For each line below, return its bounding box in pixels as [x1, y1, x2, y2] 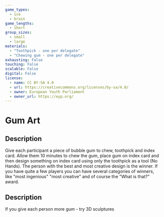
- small [9, 35, 26, 40]
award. [5, 179, 19, 185]
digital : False [5, 71, 36, 76]
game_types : [5, 7, 30, 12]
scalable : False [5, 67, 38, 72]
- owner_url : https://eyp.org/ [9, 94, 74, 99]
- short [9, 26, 26, 30]
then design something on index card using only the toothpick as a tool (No [5, 158, 158, 164]
